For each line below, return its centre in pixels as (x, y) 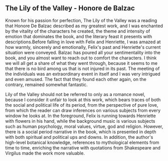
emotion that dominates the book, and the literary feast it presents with (79, 36)
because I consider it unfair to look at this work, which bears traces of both (83, 100)
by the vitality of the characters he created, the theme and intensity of (78, 31)
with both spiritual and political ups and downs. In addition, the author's (79, 137)
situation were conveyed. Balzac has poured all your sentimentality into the (83, 52)
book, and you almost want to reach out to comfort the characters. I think (81, 58)
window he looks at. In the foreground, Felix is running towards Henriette (80, 116)
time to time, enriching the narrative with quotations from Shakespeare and (83, 147)
